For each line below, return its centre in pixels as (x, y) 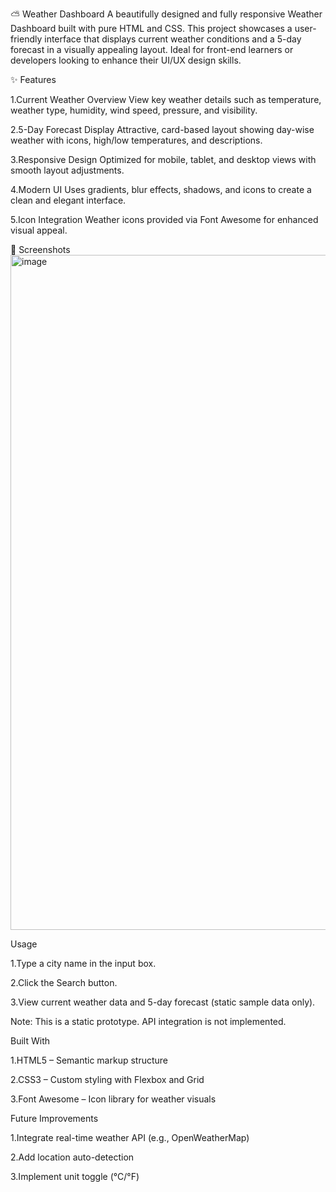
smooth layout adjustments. (67, 170)
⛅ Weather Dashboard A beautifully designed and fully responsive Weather (166, 14)
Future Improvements (54, 1118)
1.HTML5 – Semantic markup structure (89, 1060)
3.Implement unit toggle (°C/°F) (75, 1176)
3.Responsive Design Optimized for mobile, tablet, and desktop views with (163, 159)
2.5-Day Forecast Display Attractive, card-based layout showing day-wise (162, 129)
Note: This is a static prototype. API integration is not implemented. (148, 1021)
